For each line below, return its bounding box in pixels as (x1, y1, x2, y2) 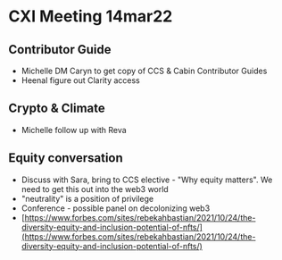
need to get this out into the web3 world (21, 183, 169, 194)
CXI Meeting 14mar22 (8, 6, 173, 27)
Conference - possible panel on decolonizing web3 (21, 203, 211, 214)
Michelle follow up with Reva (21, 124, 127, 135)
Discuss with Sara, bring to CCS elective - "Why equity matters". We (21, 174, 273, 185)
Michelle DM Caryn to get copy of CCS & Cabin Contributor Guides (21, 65, 268, 76)
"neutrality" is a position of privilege (21, 193, 153, 204)
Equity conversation (8, 150, 124, 166)
